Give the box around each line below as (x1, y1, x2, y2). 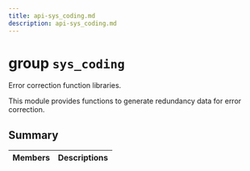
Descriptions (57, 152, 109, 164)
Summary (8, 128, 59, 142)
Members (12, 152, 51, 164)
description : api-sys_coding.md (8, 19, 117, 27)
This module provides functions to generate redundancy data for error (8, 96, 242, 106)
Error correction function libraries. (8, 81, 122, 90)
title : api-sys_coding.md (8, 11, 95, 20)
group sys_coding (8, 54, 125, 73)
